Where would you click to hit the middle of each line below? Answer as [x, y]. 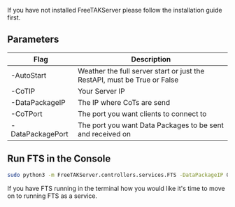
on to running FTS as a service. [52, 196]
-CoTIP [23, 91]
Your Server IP [101, 91]
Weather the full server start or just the [141, 71]
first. [14, 17]
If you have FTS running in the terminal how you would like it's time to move [116, 188]
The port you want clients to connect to [142, 113]
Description [151, 59]
